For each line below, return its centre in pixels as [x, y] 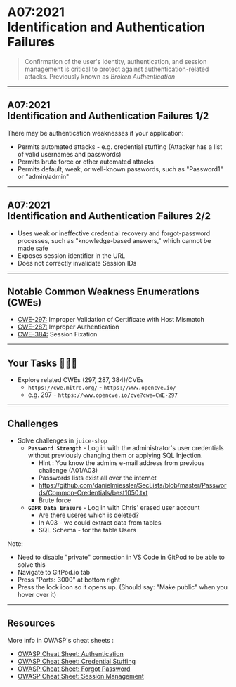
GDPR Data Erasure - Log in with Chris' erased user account [114, 508]
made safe [33, 248]
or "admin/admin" [43, 176]
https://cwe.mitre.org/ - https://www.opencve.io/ [102, 388]
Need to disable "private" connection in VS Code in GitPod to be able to [121, 557]
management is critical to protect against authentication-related [117, 69]
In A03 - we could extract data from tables [100, 523]
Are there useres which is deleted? [88, 515]
